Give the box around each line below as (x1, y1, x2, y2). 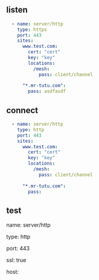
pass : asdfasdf (28, 88, 66, 94)
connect (6, 105, 38, 116)
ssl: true (6, 256, 27, 264)
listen (6, 5, 28, 15)
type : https (17, 27, 47, 33)
